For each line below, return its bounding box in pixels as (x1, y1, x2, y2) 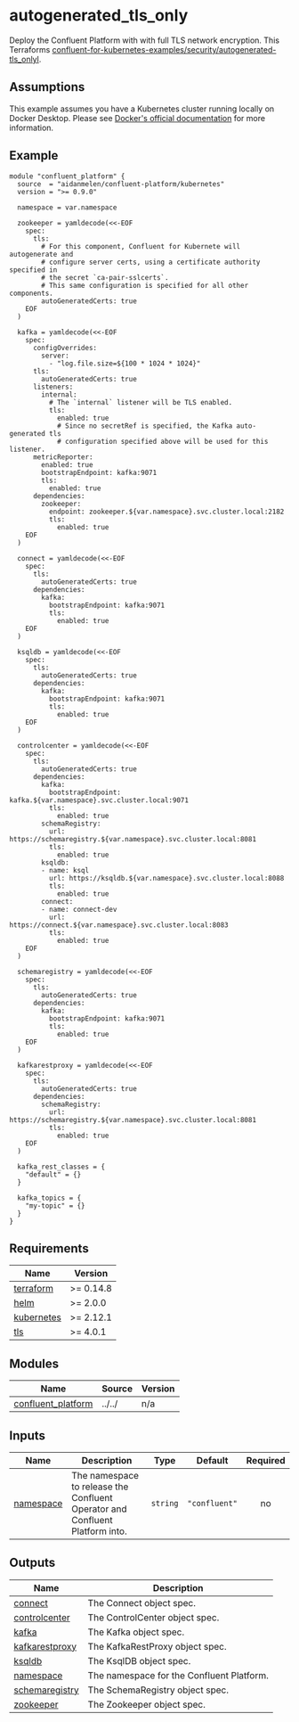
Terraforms (9, 44, 51, 54)
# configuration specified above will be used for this (56, 437, 269, 446)
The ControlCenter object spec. (87, 1611, 220, 1623)
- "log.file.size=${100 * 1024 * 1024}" (48, 358, 201, 368)
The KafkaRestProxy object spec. (87, 1640, 227, 1652)
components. (9, 289, 53, 298)
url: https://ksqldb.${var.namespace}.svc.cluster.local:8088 (48, 873, 285, 882)
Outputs (9, 1555, 56, 1570)
